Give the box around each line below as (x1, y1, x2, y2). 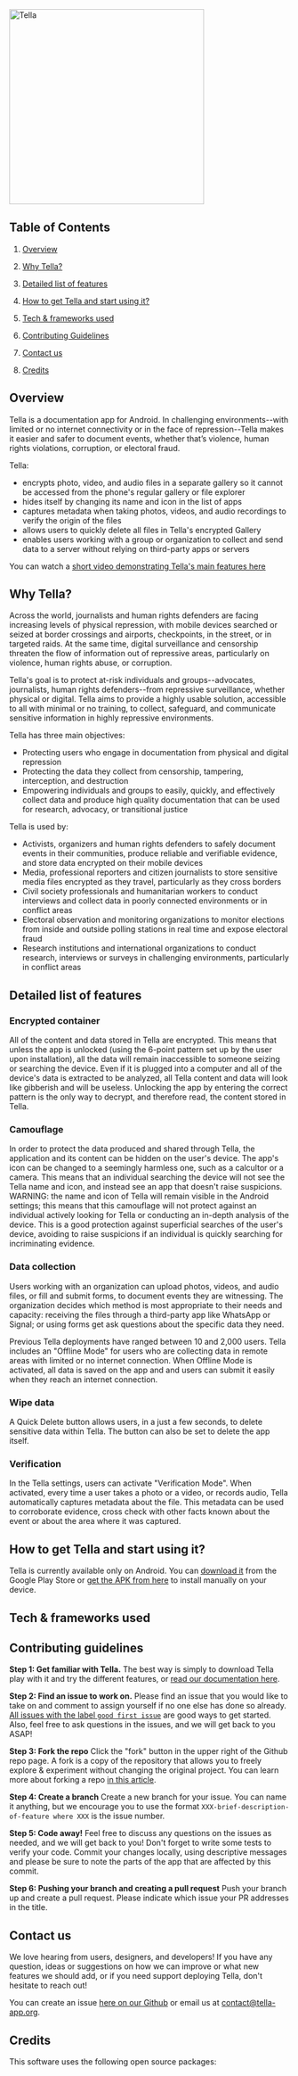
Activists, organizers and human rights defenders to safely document (21, 838, 276, 850)
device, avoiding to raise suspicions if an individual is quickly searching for (9, 1229, 283, 1240)
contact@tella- (221, 1998, 276, 2008)
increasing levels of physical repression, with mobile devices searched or (9, 620, 278, 630)
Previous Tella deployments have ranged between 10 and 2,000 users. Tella (9, 1336, 286, 1347)
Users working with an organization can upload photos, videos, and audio (9, 1281, 279, 1291)
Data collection (9, 1261, 77, 1273)
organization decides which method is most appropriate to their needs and (9, 1299, 283, 1310)
